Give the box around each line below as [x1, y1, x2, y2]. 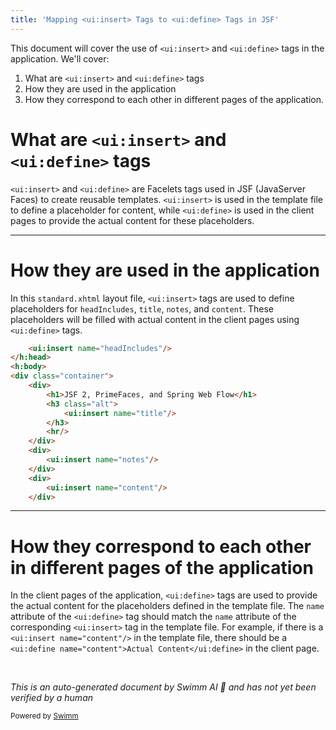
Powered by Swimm [10, 711, 79, 721]
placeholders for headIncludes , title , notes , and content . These [10, 302, 274, 315]
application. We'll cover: [10, 52, 110, 65]
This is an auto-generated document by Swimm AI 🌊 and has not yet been [10, 681, 317, 693]
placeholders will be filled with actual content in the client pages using [10, 313, 300, 325]
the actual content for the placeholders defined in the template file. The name [10, 600, 325, 612]
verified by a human [10, 692, 94, 704]
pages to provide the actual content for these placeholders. [10, 214, 255, 226]
